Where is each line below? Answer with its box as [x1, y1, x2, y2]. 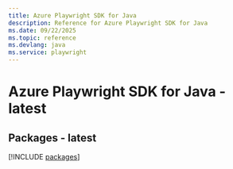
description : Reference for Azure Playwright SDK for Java [8, 19, 208, 27]
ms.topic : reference [8, 33, 77, 42]
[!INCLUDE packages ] [8, 152, 80, 161]
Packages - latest [8, 131, 97, 144]
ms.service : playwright [8, 48, 87, 56]
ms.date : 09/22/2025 [8, 26, 77, 34]
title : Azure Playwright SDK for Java [8, 11, 137, 20]
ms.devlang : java [8, 41, 66, 49]
